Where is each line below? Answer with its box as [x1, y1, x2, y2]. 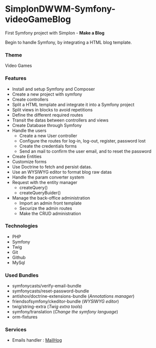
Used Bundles [5, 272, 39, 279]
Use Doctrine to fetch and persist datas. [12, 164, 92, 169]
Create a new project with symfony [12, 91, 83, 97]
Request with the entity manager [12, 179, 78, 185]
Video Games [5, 62, 33, 69]
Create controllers [12, 96, 49, 102]
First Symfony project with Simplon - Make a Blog [5, 30, 104, 36]
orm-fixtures [12, 314, 38, 320]
